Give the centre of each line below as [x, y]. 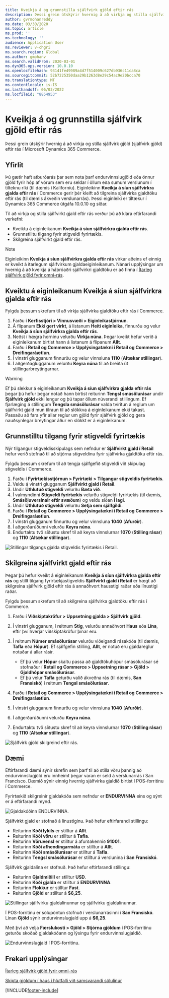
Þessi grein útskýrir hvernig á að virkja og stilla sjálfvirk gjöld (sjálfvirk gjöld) [84, 144]
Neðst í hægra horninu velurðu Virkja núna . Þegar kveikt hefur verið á [85, 337]
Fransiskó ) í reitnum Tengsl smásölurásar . [65, 683]
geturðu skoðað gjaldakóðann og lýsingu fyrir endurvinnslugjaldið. [74, 933]
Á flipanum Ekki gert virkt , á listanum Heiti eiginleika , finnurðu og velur [87, 326]
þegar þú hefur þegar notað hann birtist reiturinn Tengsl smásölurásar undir [84, 393]
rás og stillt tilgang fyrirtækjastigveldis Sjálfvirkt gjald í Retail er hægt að [80, 580]
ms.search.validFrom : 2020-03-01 [40, 61]
